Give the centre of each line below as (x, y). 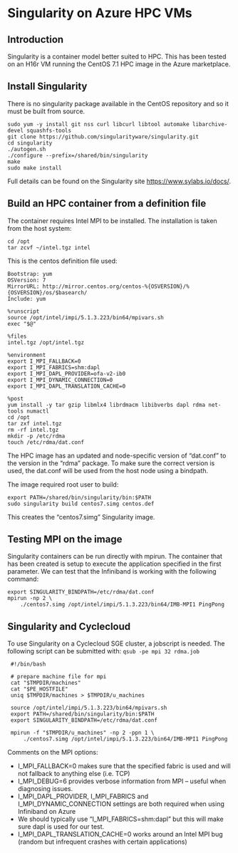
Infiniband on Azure (47, 812)
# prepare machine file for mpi (58, 677)
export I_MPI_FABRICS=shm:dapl (54, 367)
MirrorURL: (24, 286)
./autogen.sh (27, 149)
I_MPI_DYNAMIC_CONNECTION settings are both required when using (121, 804)
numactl (38, 411)
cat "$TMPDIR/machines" (46, 683)
